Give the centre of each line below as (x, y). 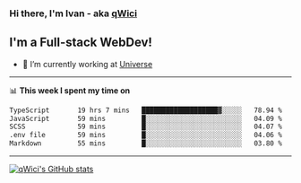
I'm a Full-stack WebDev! (81, 43)
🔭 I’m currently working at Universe (87, 64)
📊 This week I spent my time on (70, 90)
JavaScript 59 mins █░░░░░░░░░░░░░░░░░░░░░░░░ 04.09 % (146, 118)
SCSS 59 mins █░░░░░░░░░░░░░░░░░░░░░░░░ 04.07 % (146, 127)
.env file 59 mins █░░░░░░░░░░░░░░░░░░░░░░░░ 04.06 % (146, 135)
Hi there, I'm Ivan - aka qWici (73, 13)
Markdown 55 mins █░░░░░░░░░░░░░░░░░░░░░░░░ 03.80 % (146, 144)
